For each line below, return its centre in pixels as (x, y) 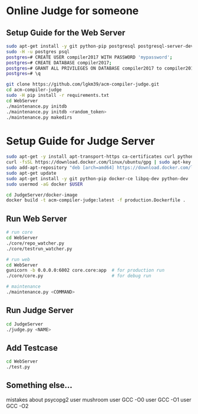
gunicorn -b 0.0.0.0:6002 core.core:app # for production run (85, 270)
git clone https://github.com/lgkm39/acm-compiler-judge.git (83, 84)
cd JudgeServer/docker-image (42, 195)
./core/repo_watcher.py (35, 243)
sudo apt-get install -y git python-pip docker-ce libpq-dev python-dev (97, 178)
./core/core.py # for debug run (79, 276)
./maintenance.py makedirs (39, 117)
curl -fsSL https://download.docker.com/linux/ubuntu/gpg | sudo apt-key (99, 162)
